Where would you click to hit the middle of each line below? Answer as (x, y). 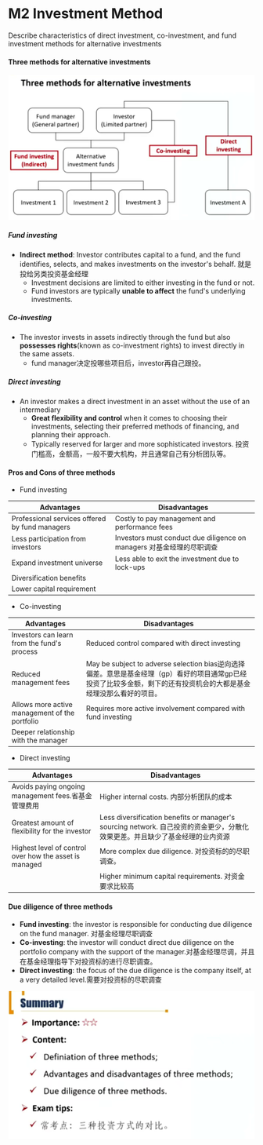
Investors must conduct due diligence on (180, 538)
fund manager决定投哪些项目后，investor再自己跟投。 (118, 363)
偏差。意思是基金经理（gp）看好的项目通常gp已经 (166, 673)
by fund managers (41, 527)
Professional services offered (59, 519)
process (24, 651)
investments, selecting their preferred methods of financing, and (135, 427)
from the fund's (36, 644)
